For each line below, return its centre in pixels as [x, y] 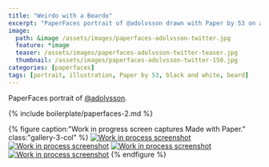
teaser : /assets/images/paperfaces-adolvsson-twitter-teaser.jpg [127, 53]
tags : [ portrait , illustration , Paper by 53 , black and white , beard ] [128, 75]
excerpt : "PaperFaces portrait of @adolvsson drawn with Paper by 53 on [132, 23]
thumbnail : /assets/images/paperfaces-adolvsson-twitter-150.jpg [127, 61]
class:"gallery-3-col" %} [48, 137]
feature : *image [42, 46]
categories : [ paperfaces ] [51, 68]
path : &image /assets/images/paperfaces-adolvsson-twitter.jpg [123, 38]
